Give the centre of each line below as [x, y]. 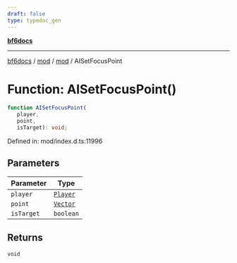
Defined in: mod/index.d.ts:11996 [55, 141]
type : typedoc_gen [34, 20]
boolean [66, 213]
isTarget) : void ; [42, 128]
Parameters [34, 163]
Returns [25, 238]
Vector [65, 204]
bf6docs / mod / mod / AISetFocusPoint [65, 61]
